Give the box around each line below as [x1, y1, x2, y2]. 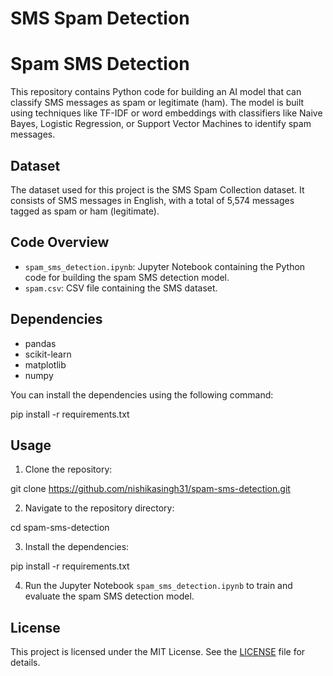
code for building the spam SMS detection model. [24, 271, 230, 283]
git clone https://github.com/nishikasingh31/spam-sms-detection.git [10, 483, 291, 495]
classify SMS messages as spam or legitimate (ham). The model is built [10, 97, 305, 109]
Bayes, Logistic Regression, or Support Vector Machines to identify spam [10, 118, 312, 130]
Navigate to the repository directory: [24, 502, 175, 514]
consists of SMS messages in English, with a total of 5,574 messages [10, 194, 295, 206]
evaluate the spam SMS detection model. [24, 590, 195, 602]
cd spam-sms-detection [10, 522, 110, 534]
